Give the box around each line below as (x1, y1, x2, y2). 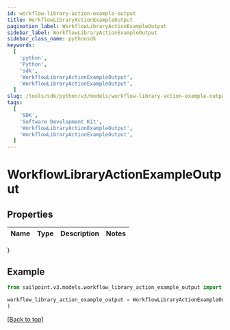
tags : (7, 99, 23, 106)
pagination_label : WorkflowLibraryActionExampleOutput (7, 23, 167, 29)
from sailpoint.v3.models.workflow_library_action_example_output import (7, 283, 222, 291)
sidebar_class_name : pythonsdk (7, 36, 97, 42)
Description (60, 229, 99, 238)
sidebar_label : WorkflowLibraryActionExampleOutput (7, 29, 157, 36)
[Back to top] (7, 315, 44, 323)
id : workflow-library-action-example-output (7, 10, 136, 17)
